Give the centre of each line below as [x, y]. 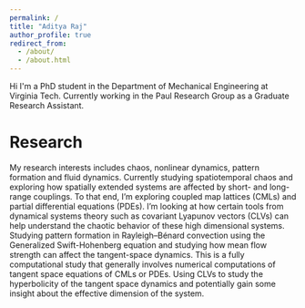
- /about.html [44, 60]
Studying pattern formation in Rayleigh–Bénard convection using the [137, 235]
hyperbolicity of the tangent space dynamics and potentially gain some [142, 283]
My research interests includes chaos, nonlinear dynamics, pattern [134, 167]
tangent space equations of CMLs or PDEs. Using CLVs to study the [137, 273]
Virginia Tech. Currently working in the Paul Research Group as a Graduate [149, 96]
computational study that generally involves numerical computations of [142, 264]
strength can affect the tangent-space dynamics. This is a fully [127, 254]
